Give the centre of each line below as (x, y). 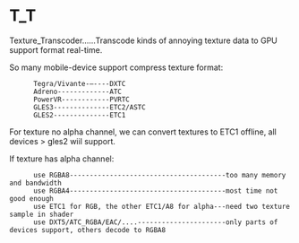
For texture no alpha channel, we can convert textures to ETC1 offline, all (143, 132)
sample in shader (42, 214)
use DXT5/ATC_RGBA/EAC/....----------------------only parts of (155, 222)
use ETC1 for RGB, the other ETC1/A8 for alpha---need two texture (162, 206)
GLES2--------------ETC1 (79, 115)
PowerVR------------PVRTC (81, 100)
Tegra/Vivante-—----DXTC (79, 83)
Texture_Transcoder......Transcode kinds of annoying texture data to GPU (143, 40)
